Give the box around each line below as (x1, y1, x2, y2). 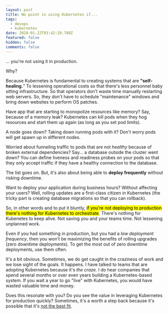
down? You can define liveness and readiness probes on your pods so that (5, 154, 159, 160)
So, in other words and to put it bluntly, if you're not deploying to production (5, 204, 162, 210)
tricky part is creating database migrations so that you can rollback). (5, 195, 146, 201)
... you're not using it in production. (5, 58, 78, 64)
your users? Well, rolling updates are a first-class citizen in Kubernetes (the (5, 189, 160, 195)
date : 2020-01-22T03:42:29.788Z (5, 30, 73, 35)
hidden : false (5, 40, 35, 45)
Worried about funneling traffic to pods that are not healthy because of (5, 143, 152, 150)
